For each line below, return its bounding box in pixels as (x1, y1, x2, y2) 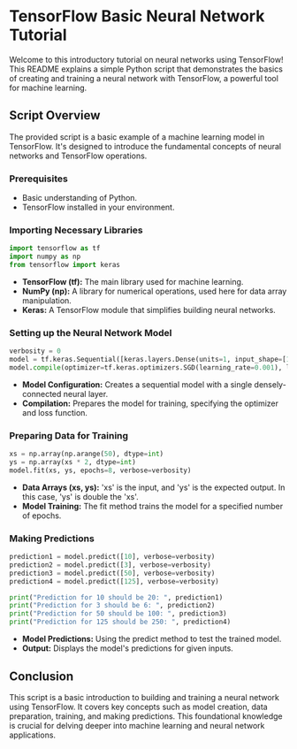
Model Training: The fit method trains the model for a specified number (21, 501, 284, 511)
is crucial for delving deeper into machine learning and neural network (9, 720, 265, 730)
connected (21, 388, 62, 399)
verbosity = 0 (9, 347, 62, 355)
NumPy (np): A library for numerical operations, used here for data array (21, 286, 287, 296)
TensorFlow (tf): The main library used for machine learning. (21, 276, 244, 287)
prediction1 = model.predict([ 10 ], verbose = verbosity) (9, 553, 216, 562)
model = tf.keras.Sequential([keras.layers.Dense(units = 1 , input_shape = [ (9, 355, 287, 364)
